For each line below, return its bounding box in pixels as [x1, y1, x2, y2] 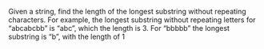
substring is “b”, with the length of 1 [8, 32, 126, 41]
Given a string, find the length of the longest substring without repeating [8, 7, 246, 16]
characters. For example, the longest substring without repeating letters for [8, 15, 256, 24]
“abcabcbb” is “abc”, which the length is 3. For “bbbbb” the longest [8, 24, 230, 32]
